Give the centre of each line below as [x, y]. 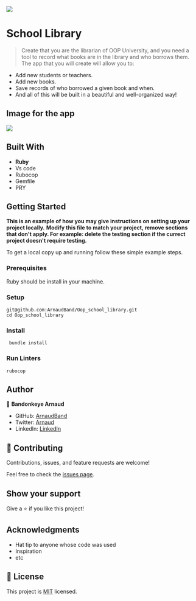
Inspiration [28, 551]
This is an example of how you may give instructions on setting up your [98, 221]
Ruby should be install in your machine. [55, 281]
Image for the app [40, 113]
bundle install [28, 343]
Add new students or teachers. [54, 75]
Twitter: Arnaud [35, 422]
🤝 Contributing [35, 448]
